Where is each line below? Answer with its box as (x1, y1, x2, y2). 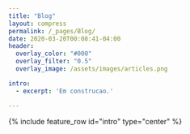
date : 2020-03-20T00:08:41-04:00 (8, 34, 121, 43)
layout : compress (8, 19, 67, 28)
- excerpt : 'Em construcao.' (15, 87, 114, 95)
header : (8, 42, 35, 50)
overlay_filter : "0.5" (15, 58, 92, 66)
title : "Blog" (8, 11, 57, 20)
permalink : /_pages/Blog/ (8, 27, 95, 35)
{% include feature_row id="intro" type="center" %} (8, 116, 183, 126)
